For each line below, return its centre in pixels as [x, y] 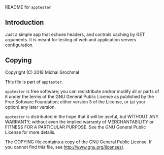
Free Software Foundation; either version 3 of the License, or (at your [75, 102]
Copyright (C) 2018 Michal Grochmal [42, 72]
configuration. [19, 45]
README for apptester [28, 7]
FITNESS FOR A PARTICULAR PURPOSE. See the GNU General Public [76, 127]
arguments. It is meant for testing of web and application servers [71, 39]
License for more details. [30, 132]
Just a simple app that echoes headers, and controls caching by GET [75, 34]
